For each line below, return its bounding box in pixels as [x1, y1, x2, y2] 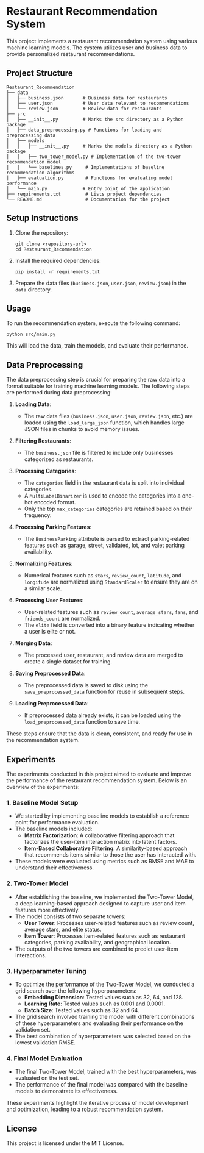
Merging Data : [15, 640, 52, 647]
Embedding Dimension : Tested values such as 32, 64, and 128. [24, 993, 184, 1001]
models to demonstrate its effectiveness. [15, 1087, 118, 1095]
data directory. [15, 285, 52, 293]
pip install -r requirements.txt [15, 268, 100, 275]
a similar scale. [24, 585, 62, 592]
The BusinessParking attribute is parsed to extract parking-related [24, 535, 190, 543]
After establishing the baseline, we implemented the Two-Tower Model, [15, 893, 194, 901]
